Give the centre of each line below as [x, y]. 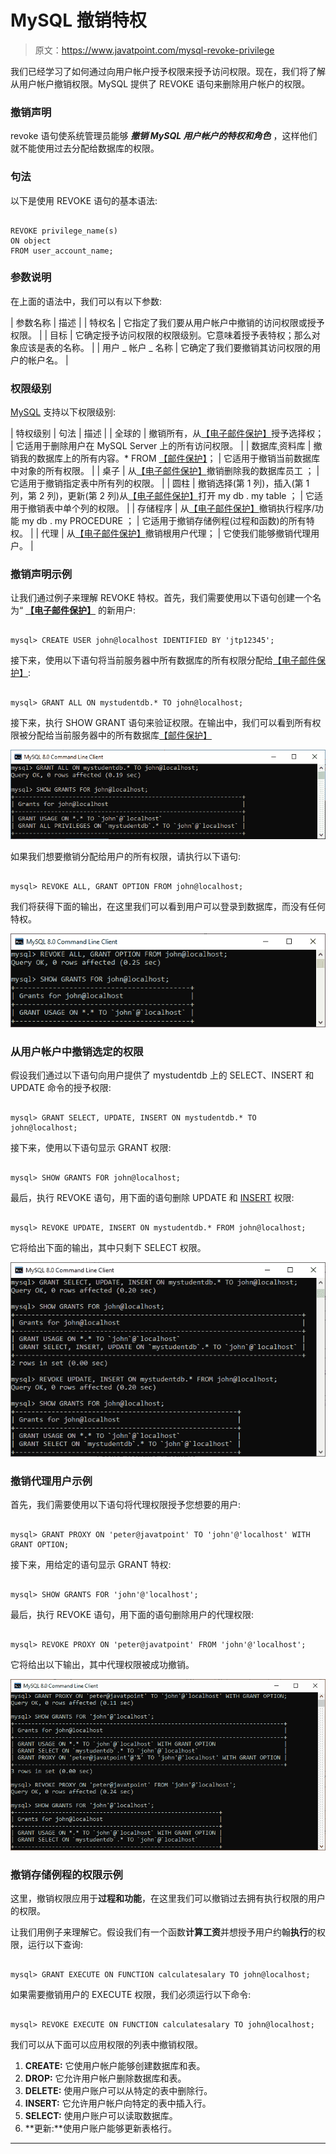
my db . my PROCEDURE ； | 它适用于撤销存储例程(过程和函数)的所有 [164, 521]
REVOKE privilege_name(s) [64, 231]
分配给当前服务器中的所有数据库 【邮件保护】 [119, 735]
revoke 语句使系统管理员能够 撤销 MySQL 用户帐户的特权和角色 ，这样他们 [164, 136]
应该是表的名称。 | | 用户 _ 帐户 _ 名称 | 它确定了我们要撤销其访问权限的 [165, 347]
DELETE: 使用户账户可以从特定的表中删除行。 [118, 2090]
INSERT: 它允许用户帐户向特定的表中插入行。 [118, 2103]
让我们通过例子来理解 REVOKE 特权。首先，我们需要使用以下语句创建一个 [161, 598]
